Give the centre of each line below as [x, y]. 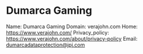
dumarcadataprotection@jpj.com [46, 45]
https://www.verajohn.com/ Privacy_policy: [57, 32]
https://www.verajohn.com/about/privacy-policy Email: [72, 38]
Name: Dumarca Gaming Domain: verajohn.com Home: [72, 26]
